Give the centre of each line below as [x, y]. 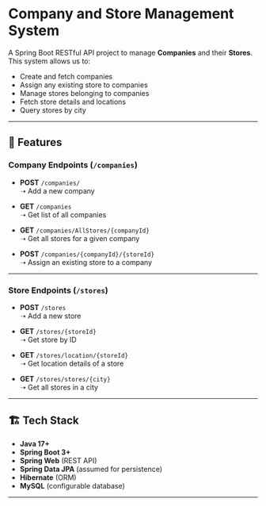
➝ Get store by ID [48, 339]
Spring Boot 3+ [45, 452]
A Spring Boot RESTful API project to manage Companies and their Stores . [131, 52]
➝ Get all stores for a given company [80, 238]
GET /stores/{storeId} [58, 331]
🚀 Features [35, 142]
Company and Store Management [121, 14]
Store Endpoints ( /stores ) [58, 290]
